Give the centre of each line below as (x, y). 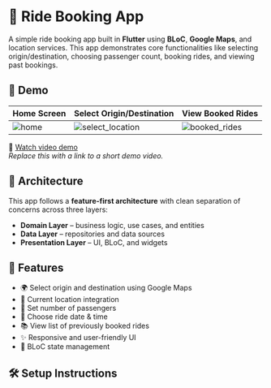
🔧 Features (36, 267)
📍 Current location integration (69, 300)
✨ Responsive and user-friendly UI (78, 338)
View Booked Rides (220, 113)
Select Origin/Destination (124, 113)
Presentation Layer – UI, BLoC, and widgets (94, 242)
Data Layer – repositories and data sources (92, 234)
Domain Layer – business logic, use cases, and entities (112, 225)
